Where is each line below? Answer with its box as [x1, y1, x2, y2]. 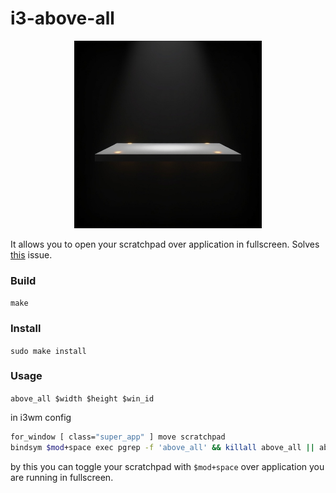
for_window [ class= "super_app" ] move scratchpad [10, 432, 226, 442]
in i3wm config [10, 411, 72, 423]
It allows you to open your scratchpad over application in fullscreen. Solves [10, 238, 320, 250]
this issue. [10, 248, 53, 261]
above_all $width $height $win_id [10, 393, 155, 404]
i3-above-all [10, 7, 115, 30]
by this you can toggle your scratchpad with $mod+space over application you [10, 460, 325, 472]
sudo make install [10, 346, 87, 356]
